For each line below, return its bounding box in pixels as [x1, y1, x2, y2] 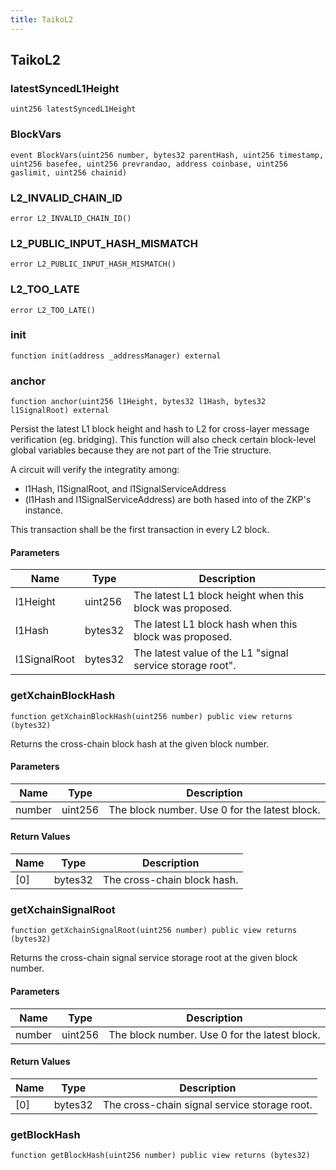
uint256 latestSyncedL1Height [10, 104, 137, 115]
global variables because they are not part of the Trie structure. [10, 444, 272, 456]
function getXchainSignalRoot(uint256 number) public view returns [10, 926, 298, 936]
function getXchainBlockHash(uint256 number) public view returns [10, 711, 293, 721]
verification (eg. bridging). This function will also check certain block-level [10, 434, 317, 446]
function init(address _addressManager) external [10, 351, 222, 361]
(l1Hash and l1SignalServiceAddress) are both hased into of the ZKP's [24, 494, 312, 506]
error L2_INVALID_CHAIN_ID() [10, 213, 132, 223]
